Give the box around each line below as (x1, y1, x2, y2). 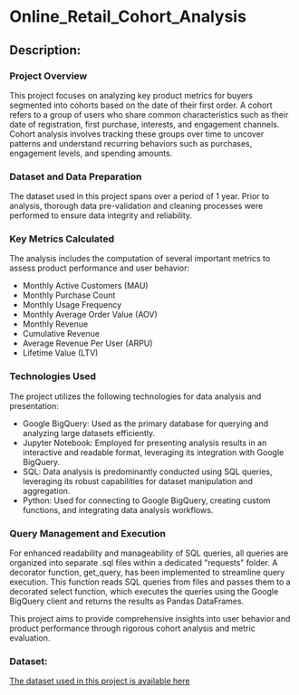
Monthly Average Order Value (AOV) (22, 309, 159, 320)
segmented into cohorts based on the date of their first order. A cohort (9, 100, 274, 110)
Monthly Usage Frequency (22, 300, 122, 310)
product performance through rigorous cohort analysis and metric (9, 623, 256, 634)
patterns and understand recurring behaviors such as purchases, (9, 138, 253, 148)
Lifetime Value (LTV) (22, 347, 99, 358)
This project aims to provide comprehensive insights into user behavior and (9, 614, 291, 624)
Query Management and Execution (9, 527, 166, 539)
